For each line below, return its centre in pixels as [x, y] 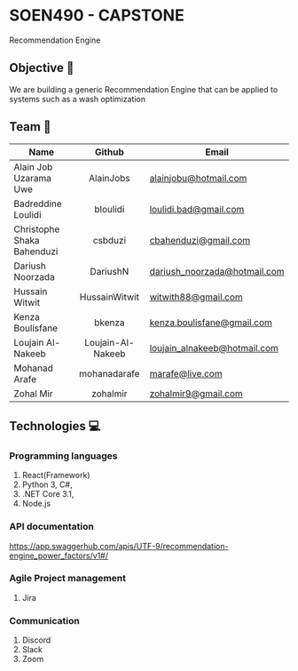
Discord [36, 640]
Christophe [37, 229]
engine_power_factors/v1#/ [59, 555]
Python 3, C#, [47, 484]
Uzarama [32, 178]
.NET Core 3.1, [48, 494]
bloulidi [110, 209]
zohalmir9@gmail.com [196, 394]
